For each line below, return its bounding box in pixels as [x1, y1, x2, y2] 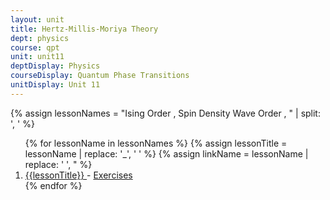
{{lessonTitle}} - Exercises [24, 169, 133, 181]
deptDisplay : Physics [10, 61, 101, 71]
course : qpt [10, 42, 60, 53]
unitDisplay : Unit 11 [10, 80, 101, 90]
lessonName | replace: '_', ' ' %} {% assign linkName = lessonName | [24, 147, 309, 160]
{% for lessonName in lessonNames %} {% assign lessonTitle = [24, 137, 288, 149]
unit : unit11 [10, 52, 65, 62]
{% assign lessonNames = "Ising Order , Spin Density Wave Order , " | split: [10, 107, 321, 119]
